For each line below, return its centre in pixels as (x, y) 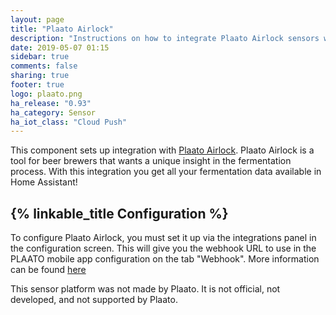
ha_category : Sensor (53, 112)
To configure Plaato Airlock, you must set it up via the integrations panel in (163, 238)
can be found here (48, 270)
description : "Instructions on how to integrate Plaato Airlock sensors (165, 38)
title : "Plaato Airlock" (62, 29)
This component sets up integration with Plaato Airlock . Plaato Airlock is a (162, 150)
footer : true (37, 85)
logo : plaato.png (46, 94)
